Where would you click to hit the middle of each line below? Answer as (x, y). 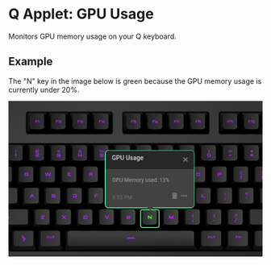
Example (31, 62)
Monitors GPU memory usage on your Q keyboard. (92, 36)
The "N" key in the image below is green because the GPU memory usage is (135, 81)
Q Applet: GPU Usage (81, 14)
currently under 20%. (44, 89)
